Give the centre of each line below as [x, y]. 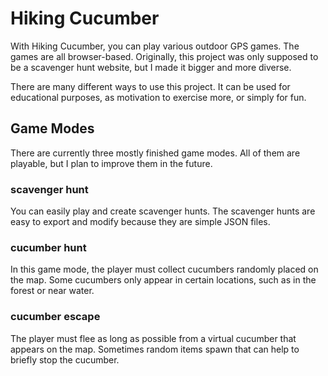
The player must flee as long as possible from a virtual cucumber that [153, 338]
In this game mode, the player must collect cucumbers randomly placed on [164, 269]
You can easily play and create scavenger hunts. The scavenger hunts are [163, 211]
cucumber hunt [48, 247]
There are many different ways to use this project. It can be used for [150, 86]
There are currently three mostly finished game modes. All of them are [155, 153]
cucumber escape [55, 317]
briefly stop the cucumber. [65, 359]
